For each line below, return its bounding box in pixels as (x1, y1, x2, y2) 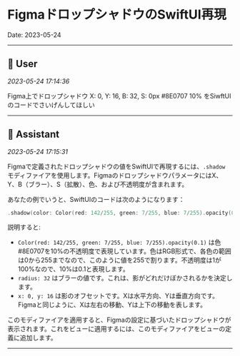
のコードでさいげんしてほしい (7, 101, 95, 109)
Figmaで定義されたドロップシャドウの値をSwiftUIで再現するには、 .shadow (7, 162, 226, 171)
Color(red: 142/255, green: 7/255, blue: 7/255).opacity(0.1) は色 (17, 238, 221, 247)
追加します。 (19, 333, 57, 342)
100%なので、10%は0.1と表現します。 (17, 265, 130, 273)
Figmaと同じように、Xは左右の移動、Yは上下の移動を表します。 (17, 300, 207, 309)
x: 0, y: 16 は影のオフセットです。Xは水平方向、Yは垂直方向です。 (17, 292, 219, 300)
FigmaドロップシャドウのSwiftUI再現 (7, 6, 226, 23)
